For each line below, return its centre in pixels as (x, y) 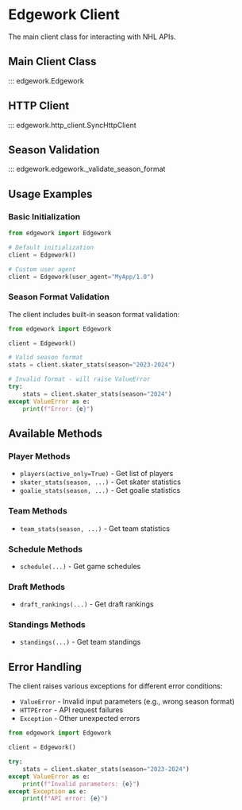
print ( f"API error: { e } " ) (65, 799)
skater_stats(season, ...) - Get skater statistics (100, 482)
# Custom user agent (42, 269)
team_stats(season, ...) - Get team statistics (95, 528)
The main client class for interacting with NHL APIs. (92, 37)
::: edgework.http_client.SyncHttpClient (72, 125)
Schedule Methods (46, 548)
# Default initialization (51, 247)
